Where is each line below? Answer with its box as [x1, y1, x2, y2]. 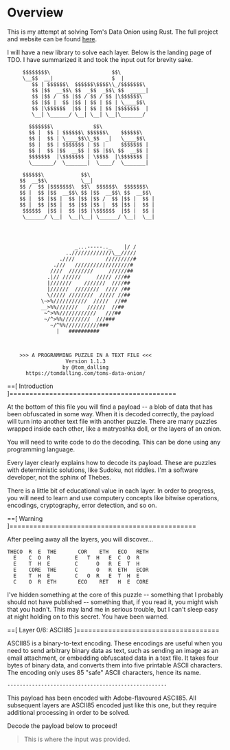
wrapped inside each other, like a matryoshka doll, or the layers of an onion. [7, 425, 222, 433]
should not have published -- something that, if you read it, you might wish [7, 597, 218, 606]
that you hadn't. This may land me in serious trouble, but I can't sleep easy [7, 605, 218, 613]
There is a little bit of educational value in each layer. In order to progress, [7, 486, 216, 495]
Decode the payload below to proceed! [7, 721, 118, 730]
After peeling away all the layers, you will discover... [7, 535, 153, 543]
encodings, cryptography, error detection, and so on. [7, 501, 157, 509]
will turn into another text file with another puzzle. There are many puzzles [7, 417, 218, 425]
